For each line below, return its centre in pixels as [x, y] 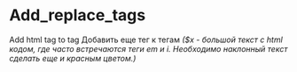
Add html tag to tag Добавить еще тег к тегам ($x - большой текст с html [146, 40]
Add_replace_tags [78, 15]
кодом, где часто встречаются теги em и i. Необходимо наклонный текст [148, 48]
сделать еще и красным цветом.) [73, 58]
